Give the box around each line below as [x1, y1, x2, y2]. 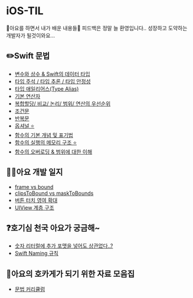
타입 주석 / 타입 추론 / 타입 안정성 [14, 78, 91, 85]
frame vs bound [14, 183, 54, 190]
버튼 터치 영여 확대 [14, 197, 58, 204]
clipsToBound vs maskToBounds [14, 190, 94, 197]
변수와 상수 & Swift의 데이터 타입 [14, 70, 90, 78]
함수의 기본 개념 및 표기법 [14, 132, 74, 139]
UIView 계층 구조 [14, 204, 54, 211]
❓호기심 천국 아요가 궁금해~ [6, 223, 100, 233]
